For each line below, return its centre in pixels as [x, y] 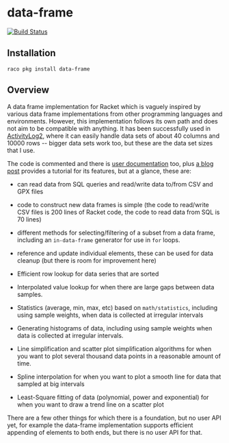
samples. [30, 294]
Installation [31, 53]
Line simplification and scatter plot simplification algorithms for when [114, 348]
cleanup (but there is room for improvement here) [87, 260]
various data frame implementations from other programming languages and [115, 114]
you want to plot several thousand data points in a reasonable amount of [119, 356]
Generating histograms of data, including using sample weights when [114, 328]
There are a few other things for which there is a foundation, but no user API [114, 418]
